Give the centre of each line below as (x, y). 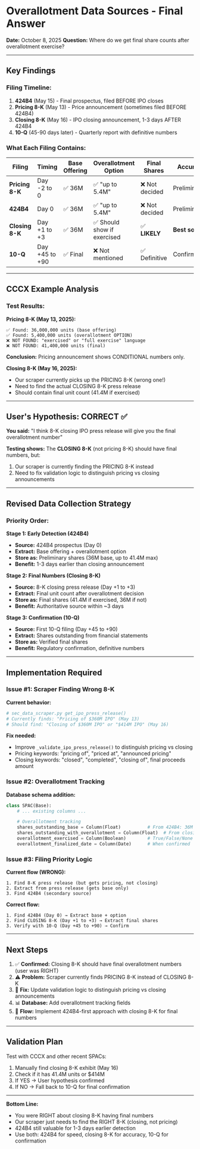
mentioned (108, 258)
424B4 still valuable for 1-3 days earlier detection (75, 1128)
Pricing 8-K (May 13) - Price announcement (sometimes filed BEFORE (101, 107)
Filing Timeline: (29, 88)
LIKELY (151, 233)
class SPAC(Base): (29, 805)
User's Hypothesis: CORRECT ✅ (67, 417)
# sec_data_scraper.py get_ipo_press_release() (66, 713)
